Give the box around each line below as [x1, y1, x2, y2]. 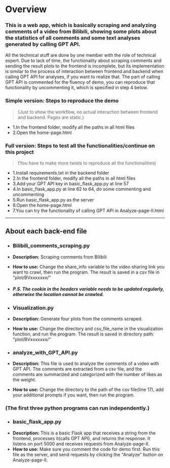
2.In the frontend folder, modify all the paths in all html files [12, 175, 136, 181]
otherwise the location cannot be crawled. [12, 291, 104, 297]
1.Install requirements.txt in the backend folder [12, 170, 110, 176]
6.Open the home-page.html [12, 202, 72, 209]
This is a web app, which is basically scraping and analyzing [5, 22, 156, 29]
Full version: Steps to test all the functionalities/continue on [5, 142, 155, 149]
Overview [5, 4, 47, 15]
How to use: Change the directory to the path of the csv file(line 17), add [12, 387, 164, 393]
